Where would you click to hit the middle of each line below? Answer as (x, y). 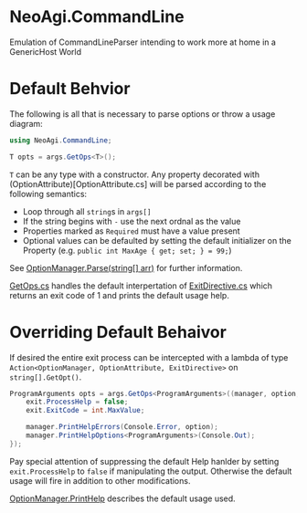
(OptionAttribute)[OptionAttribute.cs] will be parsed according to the (138, 183)
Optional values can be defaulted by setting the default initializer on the (157, 240)
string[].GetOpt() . (46, 377)
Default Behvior (70, 89)
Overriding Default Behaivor (118, 332)
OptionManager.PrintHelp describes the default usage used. (122, 498)
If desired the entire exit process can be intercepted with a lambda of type (149, 357)
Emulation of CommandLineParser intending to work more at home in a (143, 42)
